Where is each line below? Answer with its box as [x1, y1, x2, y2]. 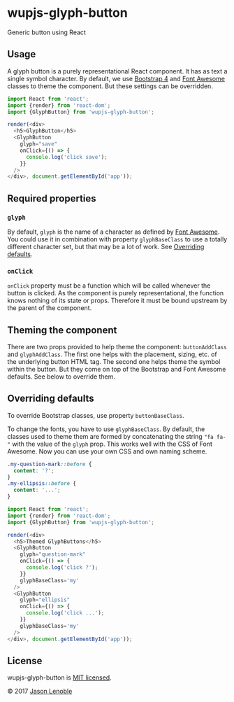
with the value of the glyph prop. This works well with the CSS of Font [12, 440, 213, 448]
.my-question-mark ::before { [7, 461, 92, 468]
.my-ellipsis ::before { [7, 480, 77, 487]
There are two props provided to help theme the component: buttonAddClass [7, 343, 227, 351]
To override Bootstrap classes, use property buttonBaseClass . [7, 411, 184, 419]
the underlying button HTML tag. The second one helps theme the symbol [7, 358, 221, 366]
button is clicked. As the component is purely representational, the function [7, 289, 224, 297]
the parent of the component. [7, 304, 92, 312]
